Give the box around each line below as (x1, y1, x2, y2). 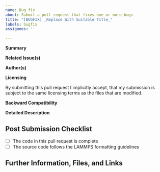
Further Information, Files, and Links (5, 159, 123, 167)
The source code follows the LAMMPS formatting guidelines (12, 144, 139, 150)
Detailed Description (5, 110, 50, 116)
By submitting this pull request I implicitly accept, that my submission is (5, 85, 155, 91)
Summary (5, 45, 26, 51)
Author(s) (5, 65, 26, 71)
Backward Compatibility (5, 100, 58, 106)
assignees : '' (5, 27, 36, 32)
